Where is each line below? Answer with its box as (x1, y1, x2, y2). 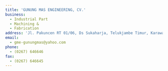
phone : (5, 44, 19, 49)
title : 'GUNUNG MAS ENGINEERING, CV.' (5, 7, 86, 12)
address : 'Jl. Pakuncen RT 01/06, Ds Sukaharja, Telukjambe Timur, (5, 30, 149, 35)
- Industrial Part (9, 16, 48, 21)
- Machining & (9, 21, 39, 26)
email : (5, 35, 19, 40)
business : (5, 12, 26, 17)
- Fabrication (9, 26, 39, 31)
